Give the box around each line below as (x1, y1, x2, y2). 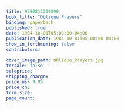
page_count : (6, 95, 35, 101)
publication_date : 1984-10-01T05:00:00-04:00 (6, 36, 119, 42)
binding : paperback (6, 19, 54, 25)
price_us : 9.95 (6, 79, 43, 85)
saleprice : (6, 68, 33, 74)
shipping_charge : (6, 74, 49, 80)
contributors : (6, 47, 41, 53)
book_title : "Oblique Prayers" (6, 14, 83, 20)
